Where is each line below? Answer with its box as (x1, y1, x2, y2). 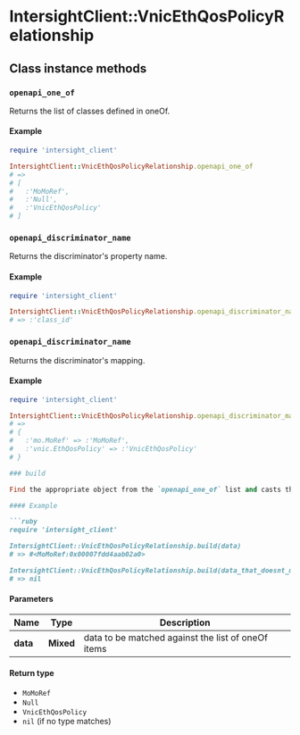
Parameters (9, 594, 54, 605)
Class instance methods (9, 61, 147, 76)
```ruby (9, 517, 38, 526)
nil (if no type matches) (21, 716, 112, 727)
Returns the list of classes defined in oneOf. (9, 105, 171, 116)
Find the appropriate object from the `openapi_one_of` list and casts (9, 485, 281, 494)
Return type (9, 667, 55, 678)
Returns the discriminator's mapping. (9, 355, 146, 365)
